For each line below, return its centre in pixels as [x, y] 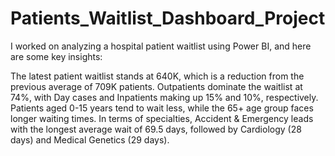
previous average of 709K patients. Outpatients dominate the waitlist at [156, 86]
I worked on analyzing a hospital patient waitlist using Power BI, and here [161, 46]
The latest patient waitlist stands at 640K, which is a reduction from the [157, 76]
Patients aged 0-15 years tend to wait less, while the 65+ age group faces [162, 108]
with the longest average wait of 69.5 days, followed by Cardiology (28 [156, 129]
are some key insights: [56, 56]
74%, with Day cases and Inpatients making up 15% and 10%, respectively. [164, 97]
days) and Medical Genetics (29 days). [90, 139]
